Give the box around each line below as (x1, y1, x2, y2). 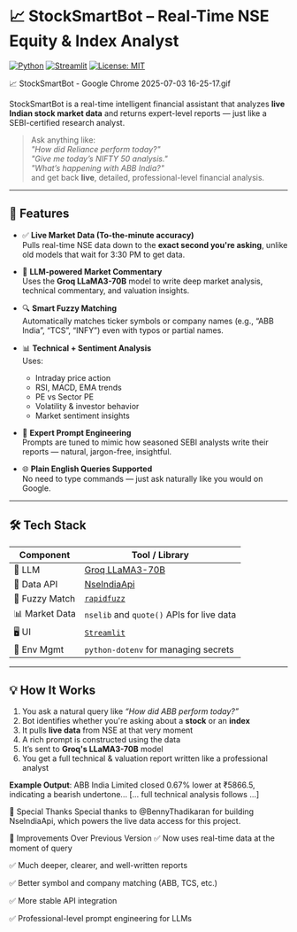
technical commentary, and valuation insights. (21, 284, 190, 296)
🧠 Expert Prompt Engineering (21, 427, 132, 438)
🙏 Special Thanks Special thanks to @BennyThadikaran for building (9, 806, 255, 817)
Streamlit (84, 628, 126, 638)
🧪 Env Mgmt (13, 643, 65, 656)
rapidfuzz (84, 594, 126, 603)
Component (19, 548, 71, 561)
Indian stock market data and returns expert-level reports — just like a (9, 107, 267, 119)
